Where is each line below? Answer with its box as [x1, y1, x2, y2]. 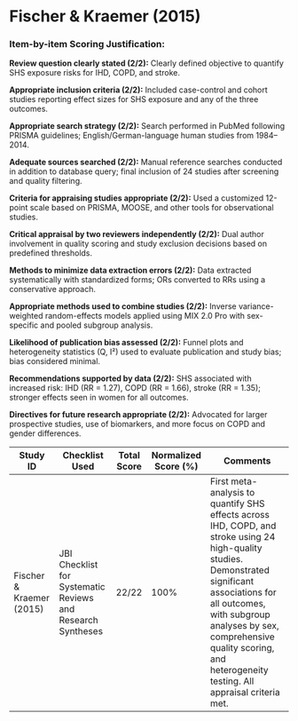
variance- [238, 301, 274, 312]
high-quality [209, 542, 263, 554]
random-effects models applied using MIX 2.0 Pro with [44, 311, 246, 321]
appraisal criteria [209, 686, 281, 699]
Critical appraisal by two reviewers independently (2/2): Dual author [9, 229, 264, 240]
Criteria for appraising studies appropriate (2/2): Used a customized [9, 193, 264, 203]
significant [209, 575, 255, 588]
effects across [209, 509, 271, 521]
